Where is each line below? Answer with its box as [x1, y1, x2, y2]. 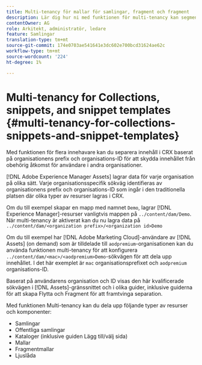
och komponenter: [6, 308, 52, 316]
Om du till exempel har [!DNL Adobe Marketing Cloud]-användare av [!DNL [6, 234, 191, 241]
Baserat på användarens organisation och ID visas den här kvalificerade [6, 278, 185, 285]
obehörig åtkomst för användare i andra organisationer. [6, 161, 143, 169]
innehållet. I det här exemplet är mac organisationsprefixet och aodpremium [6, 260, 188, 267]
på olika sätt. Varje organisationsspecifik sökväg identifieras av [6, 179, 162, 187]
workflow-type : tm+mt [6, 48, 61, 54]
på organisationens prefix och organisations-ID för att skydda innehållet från [6, 155, 195, 163]
